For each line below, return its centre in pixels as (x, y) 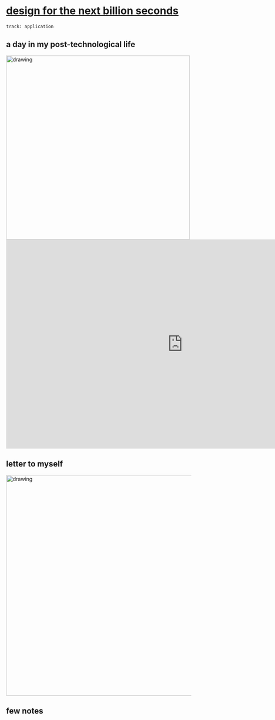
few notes (25, 711)
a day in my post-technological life (71, 44)
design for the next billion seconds (93, 11)
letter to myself (35, 464)
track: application (30, 26)
